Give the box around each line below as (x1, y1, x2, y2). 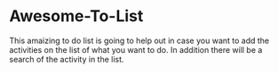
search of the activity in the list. (9, 54, 124, 64)
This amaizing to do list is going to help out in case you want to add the (9, 35, 270, 46)
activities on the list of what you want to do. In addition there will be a (9, 44, 263, 55)
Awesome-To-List (9, 6, 144, 26)
